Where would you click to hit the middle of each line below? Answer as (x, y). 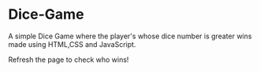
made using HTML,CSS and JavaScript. (72, 44)
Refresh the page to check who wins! (69, 59)
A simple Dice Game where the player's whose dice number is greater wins (130, 36)
